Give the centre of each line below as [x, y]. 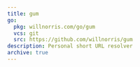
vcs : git [26, 33]
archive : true [28, 53]
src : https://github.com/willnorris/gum [73, 40]
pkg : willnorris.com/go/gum [55, 27]
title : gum [23, 14]
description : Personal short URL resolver [70, 46]
